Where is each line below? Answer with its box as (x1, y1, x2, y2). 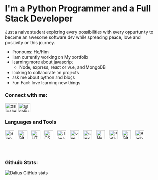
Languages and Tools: (5, 119, 58, 126)
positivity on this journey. (5, 39, 55, 45)
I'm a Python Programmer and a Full (5, 3, 151, 14)
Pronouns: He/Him (12, 49, 49, 55)
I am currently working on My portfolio (12, 54, 88, 60)
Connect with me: (5, 91, 48, 98)
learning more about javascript (12, 59, 73, 65)
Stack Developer (5, 13, 73, 24)
